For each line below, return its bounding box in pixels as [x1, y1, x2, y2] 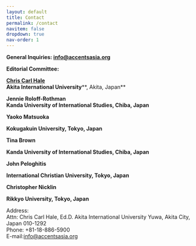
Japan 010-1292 [6, 220, 47, 227]
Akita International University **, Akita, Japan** [6, 83, 126, 91]
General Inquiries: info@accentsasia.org [6, 54, 111, 60]
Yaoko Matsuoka [6, 113, 50, 120]
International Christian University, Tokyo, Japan [6, 172, 129, 179]
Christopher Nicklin [6, 184, 57, 190]
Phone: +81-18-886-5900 [6, 226, 70, 233]
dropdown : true [6, 31, 45, 37]
